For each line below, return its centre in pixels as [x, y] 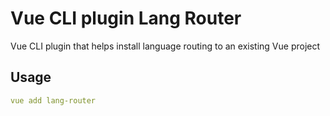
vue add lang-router [53, 100]
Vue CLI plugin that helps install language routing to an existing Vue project [165, 46]
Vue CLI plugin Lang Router [126, 18]
